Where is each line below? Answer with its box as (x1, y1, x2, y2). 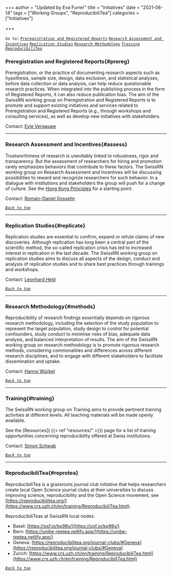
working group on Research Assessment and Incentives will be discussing (5, 169, 162, 175)
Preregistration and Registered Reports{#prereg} (5, 58, 130, 65)
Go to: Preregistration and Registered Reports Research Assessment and (5, 36, 162, 41)
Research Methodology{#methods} (5, 303, 96, 310)
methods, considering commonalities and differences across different (5, 347, 152, 354)
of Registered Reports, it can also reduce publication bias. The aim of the (5, 91, 159, 98)
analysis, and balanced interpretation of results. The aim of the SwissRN (5, 337, 158, 343)
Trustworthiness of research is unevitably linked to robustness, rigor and (5, 153, 159, 159)
